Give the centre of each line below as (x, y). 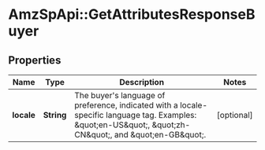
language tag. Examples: (151, 115)
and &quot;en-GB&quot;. (160, 135)
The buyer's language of (120, 95)
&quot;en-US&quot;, (112, 125)
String (55, 115)
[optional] (235, 115)
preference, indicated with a (127, 105)
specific (89, 115)
